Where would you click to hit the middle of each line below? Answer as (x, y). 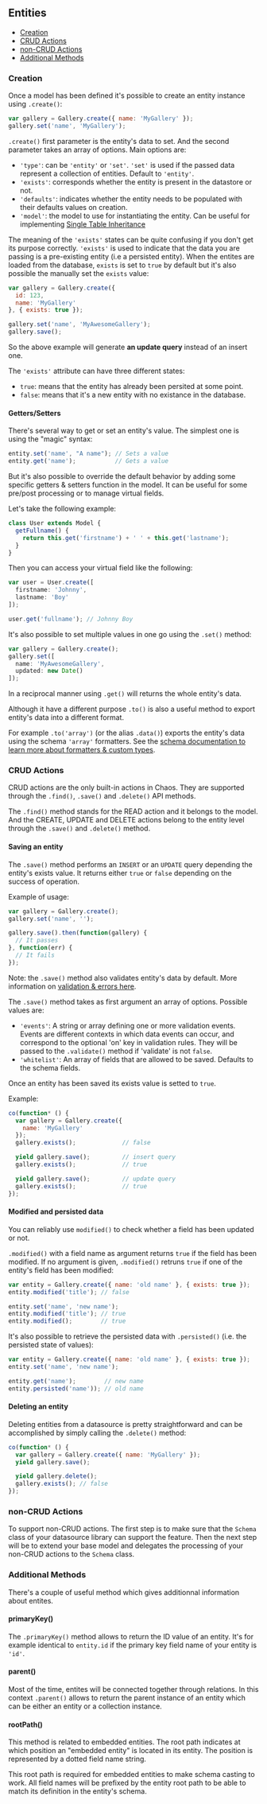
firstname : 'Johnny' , (51, 590)
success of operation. (44, 881)
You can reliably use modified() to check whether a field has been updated (131, 1229)
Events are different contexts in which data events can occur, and (127, 1034)
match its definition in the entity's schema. (77, 1791)
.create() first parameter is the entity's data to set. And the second (119, 141)
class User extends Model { (55, 523)
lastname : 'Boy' (42, 597)
